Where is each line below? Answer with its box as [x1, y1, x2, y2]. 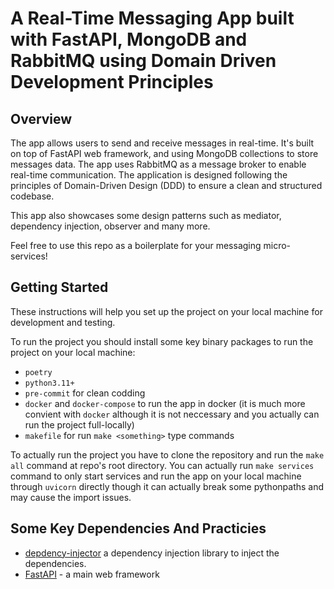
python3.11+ [24, 378, 75, 388]
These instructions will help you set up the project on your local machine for [10, 305, 323, 317]
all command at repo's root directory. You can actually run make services [10, 459, 315, 471]
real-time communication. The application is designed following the [10, 169, 288, 181]
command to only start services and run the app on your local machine [10, 470, 302, 482]
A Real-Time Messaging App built [10, 7, 295, 30]
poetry [24, 367, 53, 377]
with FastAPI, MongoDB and [10, 28, 248, 51]
